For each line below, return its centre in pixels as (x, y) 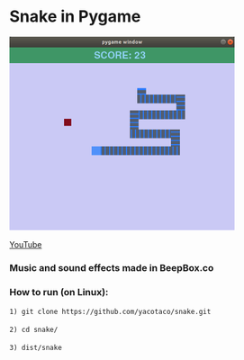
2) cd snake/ (34, 330)
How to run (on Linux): (59, 292)
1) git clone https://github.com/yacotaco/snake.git (110, 312)
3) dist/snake (36, 348)
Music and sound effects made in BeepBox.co (112, 268)
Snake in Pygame (75, 17)
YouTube (26, 245)
